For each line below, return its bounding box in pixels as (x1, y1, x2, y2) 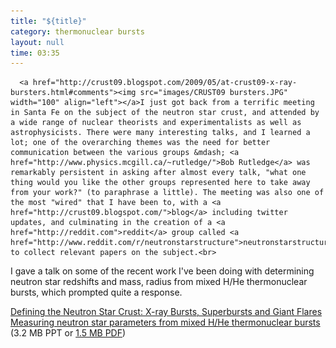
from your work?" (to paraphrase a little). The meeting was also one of (10, 188, 325, 198)
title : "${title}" (10, 16, 87, 26)
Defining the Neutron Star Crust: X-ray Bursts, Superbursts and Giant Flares (10, 306, 323, 318)
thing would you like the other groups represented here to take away (10, 178, 311, 188)
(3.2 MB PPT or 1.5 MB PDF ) (10, 327, 127, 339)
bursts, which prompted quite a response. (10, 286, 183, 299)
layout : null (10, 37, 65, 47)
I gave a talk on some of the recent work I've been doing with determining (10, 265, 315, 277)
